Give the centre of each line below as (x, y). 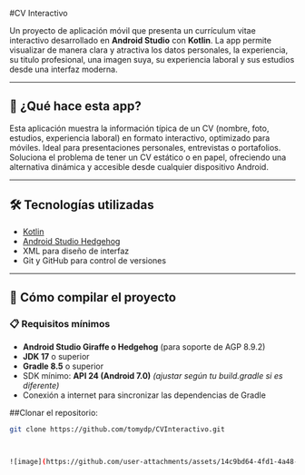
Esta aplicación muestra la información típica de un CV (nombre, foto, (139, 128)
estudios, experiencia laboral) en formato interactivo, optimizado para (140, 138)
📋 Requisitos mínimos (60, 323)
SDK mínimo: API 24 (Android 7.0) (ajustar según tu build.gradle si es (152, 376)
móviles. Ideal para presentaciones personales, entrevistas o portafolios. (145, 147)
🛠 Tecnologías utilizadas (82, 205)
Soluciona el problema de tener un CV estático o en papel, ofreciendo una (148, 157)
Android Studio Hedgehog (71, 241)
